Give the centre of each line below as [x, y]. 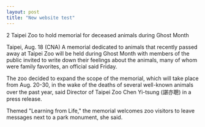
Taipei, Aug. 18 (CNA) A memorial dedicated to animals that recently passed [102, 47]
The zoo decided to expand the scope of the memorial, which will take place [102, 78]
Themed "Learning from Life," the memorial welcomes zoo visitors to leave [100, 111]
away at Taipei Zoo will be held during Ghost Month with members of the [98, 53]
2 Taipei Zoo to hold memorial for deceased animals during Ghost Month [98, 35]
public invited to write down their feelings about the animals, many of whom [102, 60]
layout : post [23, 12]
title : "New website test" [41, 18]
